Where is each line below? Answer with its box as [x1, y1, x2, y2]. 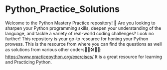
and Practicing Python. [5, 59, 52, 65]
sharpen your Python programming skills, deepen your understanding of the [5, 25, 162, 31]
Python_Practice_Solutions [5, 3, 120, 15]
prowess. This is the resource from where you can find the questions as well [5, 41, 162, 47]
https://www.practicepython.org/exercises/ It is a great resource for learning [5, 54, 163, 60]
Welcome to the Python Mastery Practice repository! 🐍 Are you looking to [5, 20, 156, 26]
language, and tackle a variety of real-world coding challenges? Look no [5, 30, 154, 36]
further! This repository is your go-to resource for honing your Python [5, 36, 149, 42]
